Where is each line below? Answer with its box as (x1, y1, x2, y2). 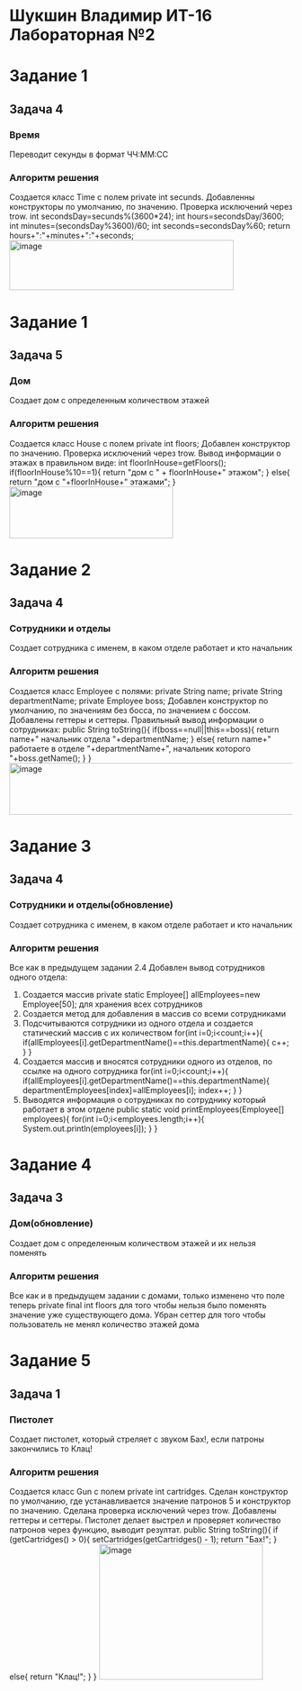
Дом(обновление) (9, 1217, 93, 1230)
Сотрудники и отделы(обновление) (9, 899, 173, 911)
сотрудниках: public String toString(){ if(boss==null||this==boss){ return (9, 724, 280, 735)
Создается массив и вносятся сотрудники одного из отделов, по (22, 1055, 272, 1067)
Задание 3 (9, 836, 92, 856)
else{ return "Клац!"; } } (9, 1671, 97, 1682)
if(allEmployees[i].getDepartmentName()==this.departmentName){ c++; (22, 1036, 289, 1047)
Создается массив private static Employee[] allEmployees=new (22, 989, 261, 999)
